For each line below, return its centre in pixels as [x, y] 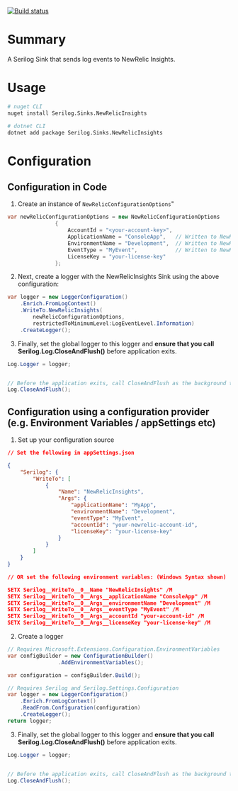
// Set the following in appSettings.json [71, 453]
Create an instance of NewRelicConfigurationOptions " [96, 204]
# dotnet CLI [27, 126]
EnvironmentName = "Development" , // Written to [142, 243]
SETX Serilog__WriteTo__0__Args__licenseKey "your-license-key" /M [109, 623]
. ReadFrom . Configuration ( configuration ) [80, 708]
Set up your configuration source [66, 440]
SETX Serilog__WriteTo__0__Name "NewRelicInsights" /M [90, 590]
